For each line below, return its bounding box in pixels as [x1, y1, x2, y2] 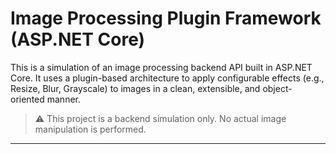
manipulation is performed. [34, 123, 147, 135]
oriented [10, 93, 45, 105]
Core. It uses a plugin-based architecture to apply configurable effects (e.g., [10, 72, 325, 84]
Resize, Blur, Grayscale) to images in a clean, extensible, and [10, 82, 261, 94]
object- [262, 82, 293, 94]
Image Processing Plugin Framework [10, 7, 322, 30]
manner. [46, 93, 81, 105]
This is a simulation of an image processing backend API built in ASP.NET [10, 61, 313, 73]
